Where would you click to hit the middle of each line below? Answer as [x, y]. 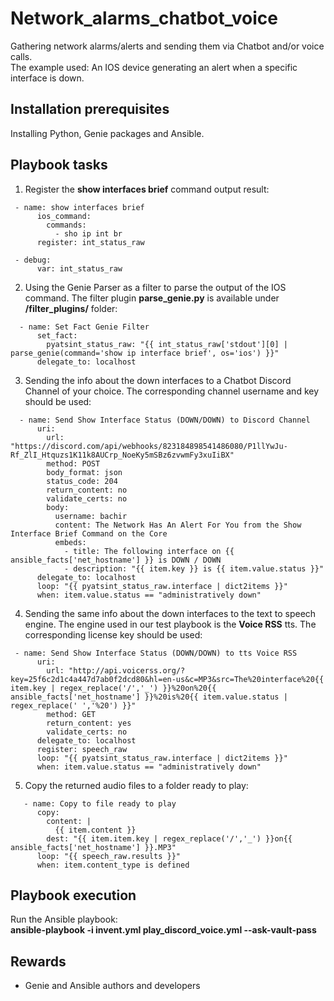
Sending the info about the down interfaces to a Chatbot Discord [158, 380]
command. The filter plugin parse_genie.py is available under [152, 298]
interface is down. [47, 78]
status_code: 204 [82, 481]
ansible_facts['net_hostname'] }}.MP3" [93, 847]
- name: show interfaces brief [79, 207]
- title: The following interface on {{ [149, 551]
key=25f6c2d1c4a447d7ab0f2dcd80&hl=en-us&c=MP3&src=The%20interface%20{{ [167, 679]
